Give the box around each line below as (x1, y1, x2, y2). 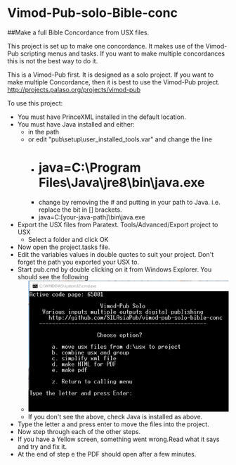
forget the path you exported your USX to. (17, 257, 139, 266)
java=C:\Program (38, 160, 142, 176)
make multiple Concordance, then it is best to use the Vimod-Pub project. (7, 77, 220, 86)
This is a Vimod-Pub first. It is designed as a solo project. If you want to (7, 70, 214, 79)
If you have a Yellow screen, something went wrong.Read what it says (17, 435, 220, 443)
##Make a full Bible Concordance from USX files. (7, 28, 150, 37)
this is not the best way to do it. (7, 56, 98, 65)
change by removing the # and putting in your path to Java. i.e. (38, 198, 221, 206)
